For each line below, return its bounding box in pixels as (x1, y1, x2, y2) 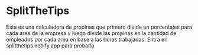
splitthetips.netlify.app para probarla (6, 42, 95, 49)
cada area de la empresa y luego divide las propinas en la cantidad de (6, 29, 177, 36)
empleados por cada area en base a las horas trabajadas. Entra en (6, 36, 168, 43)
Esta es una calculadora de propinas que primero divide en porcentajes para (6, 23, 193, 30)
